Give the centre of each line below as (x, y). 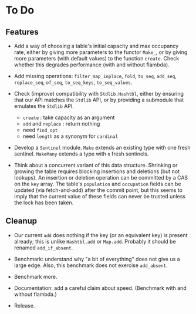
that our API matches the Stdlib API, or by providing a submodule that (99, 100)
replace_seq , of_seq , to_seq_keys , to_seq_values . (73, 82)
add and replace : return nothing (61, 124)
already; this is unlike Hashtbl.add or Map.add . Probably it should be (95, 241)
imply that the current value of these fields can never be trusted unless (100, 196)
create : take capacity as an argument (69, 117)
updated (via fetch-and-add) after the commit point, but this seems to (98, 190)
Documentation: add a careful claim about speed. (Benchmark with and (100, 288)
